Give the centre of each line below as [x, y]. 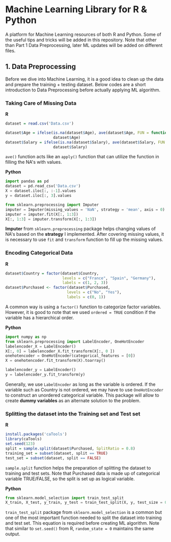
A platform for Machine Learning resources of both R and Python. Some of [83, 34]
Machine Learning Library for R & [76, 9]
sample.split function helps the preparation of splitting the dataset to [78, 467]
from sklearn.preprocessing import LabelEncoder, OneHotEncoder [75, 341]
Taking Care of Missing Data [41, 103]
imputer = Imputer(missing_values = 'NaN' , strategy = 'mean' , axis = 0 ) [85, 210]
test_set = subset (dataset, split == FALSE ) [53, 458]
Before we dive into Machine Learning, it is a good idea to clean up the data [84, 79]
